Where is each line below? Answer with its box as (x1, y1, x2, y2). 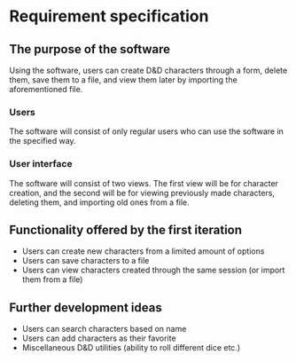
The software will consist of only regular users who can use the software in (9, 126, 284, 137)
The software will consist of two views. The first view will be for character (9, 177, 279, 188)
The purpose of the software (9, 42, 171, 57)
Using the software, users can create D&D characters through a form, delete (9, 65, 288, 75)
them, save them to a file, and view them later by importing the (9, 75, 238, 85)
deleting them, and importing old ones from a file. (9, 197, 191, 208)
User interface (9, 158, 73, 170)
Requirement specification (9, 6, 209, 27)
